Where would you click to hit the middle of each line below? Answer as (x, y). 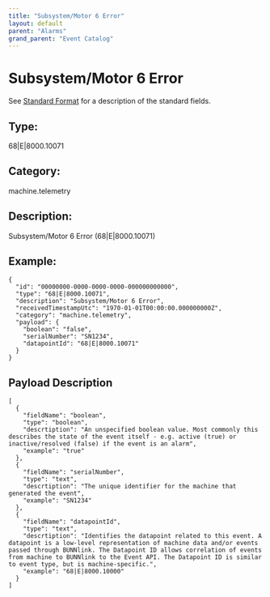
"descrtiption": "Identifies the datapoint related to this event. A (143, 536)
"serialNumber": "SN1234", (68, 337)
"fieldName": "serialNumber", (74, 472)
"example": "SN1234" (57, 501)
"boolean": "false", (57, 330)
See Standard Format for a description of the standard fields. (110, 101)
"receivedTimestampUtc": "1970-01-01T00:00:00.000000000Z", (119, 309)
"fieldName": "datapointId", (72, 522)
